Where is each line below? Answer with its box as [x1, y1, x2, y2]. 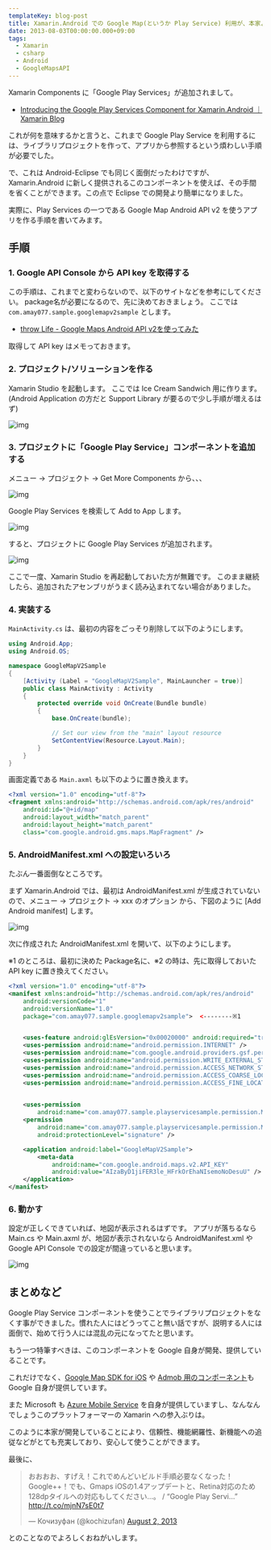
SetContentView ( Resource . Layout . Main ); [51, 736, 186, 745]
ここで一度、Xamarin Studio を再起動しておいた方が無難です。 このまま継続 [8, 572, 260, 582]
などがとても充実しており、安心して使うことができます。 [15, 1437, 204, 1447]
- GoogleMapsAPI [15, 65, 70, 73]
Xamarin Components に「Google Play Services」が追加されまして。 [8, 87, 238, 97]
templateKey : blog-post [8, 11, 89, 20]
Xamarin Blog [19, 114, 65, 123]
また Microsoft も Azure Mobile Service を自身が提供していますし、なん [8, 1400, 247, 1410]
